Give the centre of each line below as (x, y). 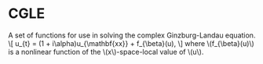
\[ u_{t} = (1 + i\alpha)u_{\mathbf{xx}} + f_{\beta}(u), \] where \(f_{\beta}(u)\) (131, 43)
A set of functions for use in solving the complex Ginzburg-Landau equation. (132, 35)
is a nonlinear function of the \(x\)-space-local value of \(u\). (106, 52)
